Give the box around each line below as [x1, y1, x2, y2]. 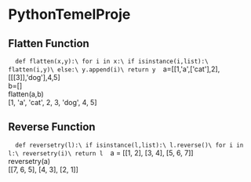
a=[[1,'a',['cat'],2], [162, 64, 220, 74]
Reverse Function [8, 120, 96, 134]
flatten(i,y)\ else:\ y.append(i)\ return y [8, 66, 156, 74]
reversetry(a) [8, 156, 51, 166]
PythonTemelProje [8, 5, 131, 24]
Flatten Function [8, 37, 90, 50]
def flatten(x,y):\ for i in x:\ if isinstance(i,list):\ [15, 57, 209, 65]
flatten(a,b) [8, 89, 45, 99]
